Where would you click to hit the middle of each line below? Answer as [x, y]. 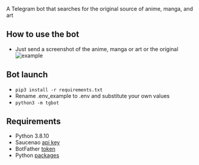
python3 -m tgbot [37, 103]
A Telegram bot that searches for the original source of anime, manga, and [100, 9]
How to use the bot [43, 34]
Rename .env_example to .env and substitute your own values [92, 96]
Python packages [37, 155]
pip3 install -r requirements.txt [59, 90]
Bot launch [27, 75]
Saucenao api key [37, 142]
